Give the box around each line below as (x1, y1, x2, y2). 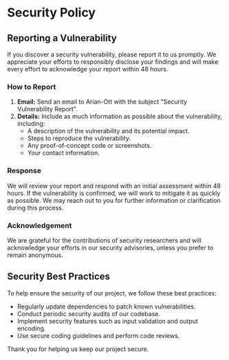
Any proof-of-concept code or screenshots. (27, 142, 152, 150)
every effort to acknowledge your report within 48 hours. (7, 65, 168, 73)
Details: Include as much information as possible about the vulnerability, (17, 112, 222, 121)
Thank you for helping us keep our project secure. (7, 345, 149, 353)
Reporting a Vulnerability (7, 32, 117, 44)
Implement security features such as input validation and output (17, 317, 198, 325)
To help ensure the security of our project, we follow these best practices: (7, 289, 217, 297)
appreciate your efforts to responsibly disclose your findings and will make (7, 58, 219, 66)
